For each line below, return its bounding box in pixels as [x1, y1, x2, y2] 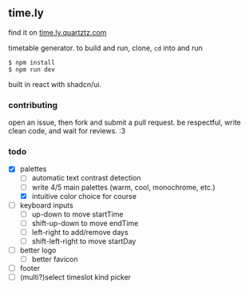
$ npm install [8, 58, 56, 66]
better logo [19, 245, 57, 255]
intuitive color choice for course [31, 191, 137, 201]
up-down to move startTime [31, 209, 124, 219]
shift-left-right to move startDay [31, 236, 136, 246]
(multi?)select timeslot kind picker [19, 272, 132, 282]
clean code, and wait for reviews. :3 [8, 126, 126, 136]
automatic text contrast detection [31, 173, 141, 183]
